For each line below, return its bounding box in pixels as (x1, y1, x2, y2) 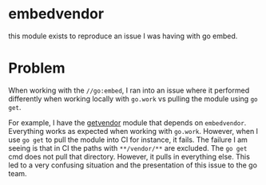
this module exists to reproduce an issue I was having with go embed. (8, 31, 238, 41)
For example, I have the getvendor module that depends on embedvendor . (8, 117, 247, 128)
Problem (8, 59, 66, 77)
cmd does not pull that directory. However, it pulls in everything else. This (8, 152, 250, 161)
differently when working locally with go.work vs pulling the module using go (8, 93, 258, 104)
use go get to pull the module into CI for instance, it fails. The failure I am (8, 135, 248, 144)
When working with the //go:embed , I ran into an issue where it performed (8, 85, 250, 95)
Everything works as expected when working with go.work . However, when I (8, 126, 258, 136)
